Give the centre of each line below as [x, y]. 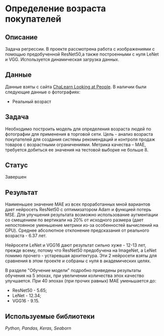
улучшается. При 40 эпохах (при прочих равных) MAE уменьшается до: [81, 281]
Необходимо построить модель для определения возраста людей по [78, 129]
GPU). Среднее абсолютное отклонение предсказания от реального [77, 230]
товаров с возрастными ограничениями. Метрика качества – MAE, [76, 144]
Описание [21, 37]
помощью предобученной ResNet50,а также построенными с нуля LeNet [82, 54]
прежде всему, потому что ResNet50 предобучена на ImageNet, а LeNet [81, 250]
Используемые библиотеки [50, 316]
